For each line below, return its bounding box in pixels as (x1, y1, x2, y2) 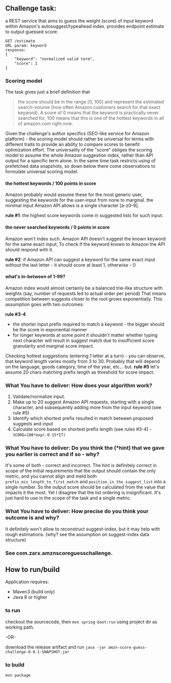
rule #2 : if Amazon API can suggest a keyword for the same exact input (5, 256, 156, 263)
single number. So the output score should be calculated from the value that (5, 484, 165, 490)
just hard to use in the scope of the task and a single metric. (5, 495, 132, 501)
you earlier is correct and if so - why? (5, 451, 100, 458)
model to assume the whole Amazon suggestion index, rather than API (5, 152, 153, 158)
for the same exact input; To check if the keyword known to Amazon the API (5, 241, 165, 247)
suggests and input (12, 421, 54, 427)
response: (5, 47, 27, 53)
